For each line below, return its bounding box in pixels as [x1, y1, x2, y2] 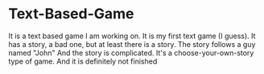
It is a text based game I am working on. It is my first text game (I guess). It [8, 31, 256, 41]
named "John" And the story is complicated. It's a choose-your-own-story [8, 48, 254, 57]
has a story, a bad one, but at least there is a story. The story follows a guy [8, 39, 256, 49]
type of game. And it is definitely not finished [8, 56, 158, 66]
